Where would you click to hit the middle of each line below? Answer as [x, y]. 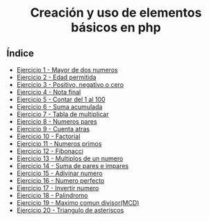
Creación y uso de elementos [116, 13]
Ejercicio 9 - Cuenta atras [53, 129]
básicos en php [116, 27]
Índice [20, 53]
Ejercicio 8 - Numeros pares [57, 122]
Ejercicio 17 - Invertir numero [58, 188]
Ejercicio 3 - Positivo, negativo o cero [70, 84]
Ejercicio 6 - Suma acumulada [59, 107]
